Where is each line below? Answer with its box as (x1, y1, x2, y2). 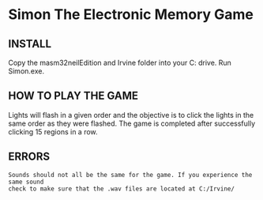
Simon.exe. (8, 66, 45, 76)
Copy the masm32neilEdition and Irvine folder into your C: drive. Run (8, 58, 231, 67)
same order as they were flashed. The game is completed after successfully (8, 119, 256, 128)
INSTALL (8, 37, 52, 51)
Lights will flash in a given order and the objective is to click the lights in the (8, 110, 254, 119)
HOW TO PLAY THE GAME (8, 89, 138, 103)
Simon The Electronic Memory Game (8, 6, 254, 24)
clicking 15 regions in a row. (8, 126, 98, 136)
